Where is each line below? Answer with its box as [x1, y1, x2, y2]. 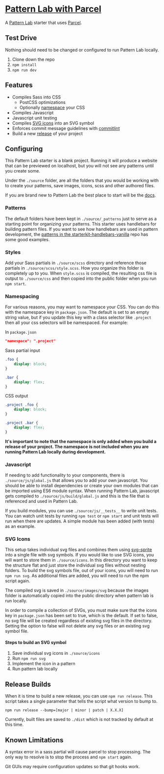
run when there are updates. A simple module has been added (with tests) [5, 518, 155, 524]
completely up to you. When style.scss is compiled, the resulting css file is [5, 270, 157, 276]
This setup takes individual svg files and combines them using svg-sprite [5, 547, 152, 552]
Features [5, 81, 33, 89]
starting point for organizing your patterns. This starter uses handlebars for [5, 221, 157, 226]
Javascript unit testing [12, 115, 57, 121]
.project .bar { [5, 421, 38, 425]
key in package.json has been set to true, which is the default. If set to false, [5, 613, 158, 619]
